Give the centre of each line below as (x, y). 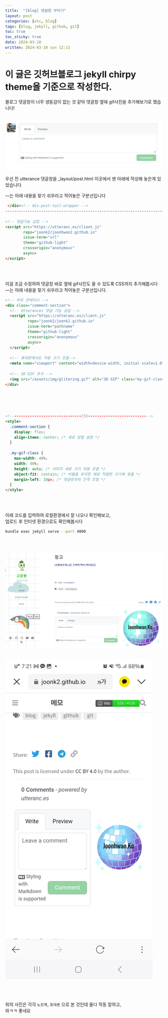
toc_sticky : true (23, 37)
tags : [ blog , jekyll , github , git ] (42, 27)
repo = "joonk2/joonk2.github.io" (61, 321)
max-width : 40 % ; (31, 458)
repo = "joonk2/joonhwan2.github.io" (60, 232)
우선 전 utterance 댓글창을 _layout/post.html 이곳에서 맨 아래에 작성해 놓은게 (80, 179)
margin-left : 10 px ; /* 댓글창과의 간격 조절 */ (60, 479)
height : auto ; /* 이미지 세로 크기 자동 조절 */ (60, 469)
